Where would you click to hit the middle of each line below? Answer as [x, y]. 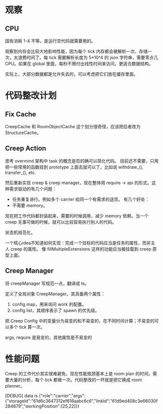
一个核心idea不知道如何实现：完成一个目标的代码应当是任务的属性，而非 [78, 243]
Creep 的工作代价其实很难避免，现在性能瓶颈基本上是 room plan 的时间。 [79, 373]
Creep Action [26, 149]
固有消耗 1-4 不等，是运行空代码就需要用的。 [50, 41]
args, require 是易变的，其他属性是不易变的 [48, 337]
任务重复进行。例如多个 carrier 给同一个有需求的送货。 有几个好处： [81, 199]
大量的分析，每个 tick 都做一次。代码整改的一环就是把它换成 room [76, 380]
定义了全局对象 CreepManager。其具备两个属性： [55, 294]
